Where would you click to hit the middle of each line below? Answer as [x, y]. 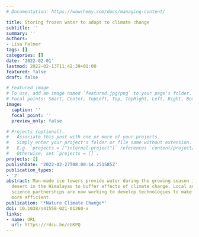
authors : [17, 39]
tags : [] [17, 50]
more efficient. [31, 197]
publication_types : [30, 170]
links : [14, 214]
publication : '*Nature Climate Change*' [57, 203]
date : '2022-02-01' [30, 61]
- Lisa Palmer [24, 44]
